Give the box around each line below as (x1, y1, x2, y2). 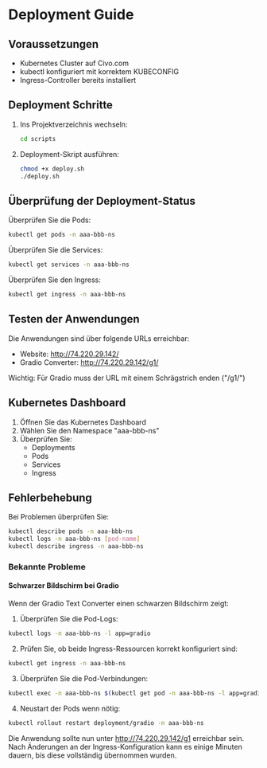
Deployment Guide (8, 6, 134, 24)
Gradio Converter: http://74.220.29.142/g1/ (19, 357, 159, 367)
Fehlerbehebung (8, 491, 93, 504)
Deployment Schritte (8, 98, 114, 112)
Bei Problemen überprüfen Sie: (8, 512, 110, 522)
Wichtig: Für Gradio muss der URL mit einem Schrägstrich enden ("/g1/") (8, 373, 246, 382)
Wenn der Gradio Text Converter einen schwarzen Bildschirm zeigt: (8, 599, 229, 609)
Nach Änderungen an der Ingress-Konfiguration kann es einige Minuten (8, 742, 242, 751)
